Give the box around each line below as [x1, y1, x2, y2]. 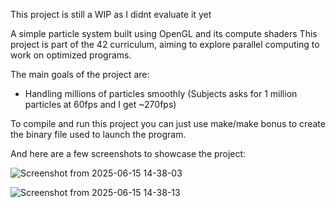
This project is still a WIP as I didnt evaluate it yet [10, 9, 212, 20]
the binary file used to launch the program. [10, 129, 187, 140]
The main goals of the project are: [10, 69, 150, 80]
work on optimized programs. [10, 49, 132, 61]
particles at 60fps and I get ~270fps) [24, 99, 177, 110]
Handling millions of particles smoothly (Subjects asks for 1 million [24, 88, 298, 99]
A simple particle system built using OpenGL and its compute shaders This [10, 28, 318, 39]
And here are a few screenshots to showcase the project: [10, 148, 247, 159]
